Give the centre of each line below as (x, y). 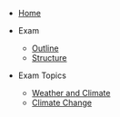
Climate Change (62, 102)
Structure (49, 58)
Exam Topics (42, 75)
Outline (45, 48)
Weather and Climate (71, 93)
